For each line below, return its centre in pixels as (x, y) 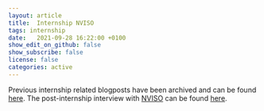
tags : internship (37, 30)
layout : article (35, 15)
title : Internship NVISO (51, 23)
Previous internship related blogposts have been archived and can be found (132, 90)
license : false (33, 60)
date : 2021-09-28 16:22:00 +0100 (67, 38)
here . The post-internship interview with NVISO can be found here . (118, 98)
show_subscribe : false (46, 52)
